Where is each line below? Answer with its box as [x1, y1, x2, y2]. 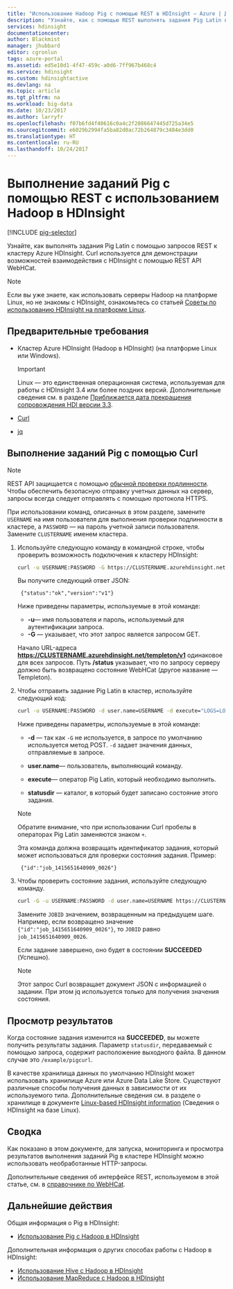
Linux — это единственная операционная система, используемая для [17, 378, 225, 386]
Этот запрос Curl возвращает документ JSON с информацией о [17, 980, 207, 988]
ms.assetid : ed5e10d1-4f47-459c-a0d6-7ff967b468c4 [7, 62, 157, 69]
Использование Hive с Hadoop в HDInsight [17, 1266, 144, 1274]
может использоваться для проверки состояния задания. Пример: [17, 851, 216, 860]
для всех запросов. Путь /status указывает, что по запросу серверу [17, 658, 221, 667]
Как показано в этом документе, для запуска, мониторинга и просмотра [7, 1144, 224, 1153]
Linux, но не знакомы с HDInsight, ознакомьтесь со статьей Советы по [7, 298, 217, 306]
